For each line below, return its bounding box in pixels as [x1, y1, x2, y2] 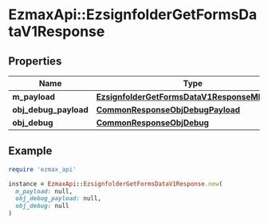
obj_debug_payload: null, [15, 195, 102, 202]
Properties [8, 54, 62, 68]
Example [8, 144, 53, 158]
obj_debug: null [15, 202, 69, 210]
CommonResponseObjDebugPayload [96, 104, 241, 115]
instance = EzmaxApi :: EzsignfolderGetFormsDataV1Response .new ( [8, 179, 223, 188]
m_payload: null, [15, 187, 73, 195]
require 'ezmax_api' [8, 165, 77, 173]
